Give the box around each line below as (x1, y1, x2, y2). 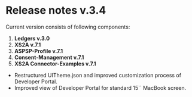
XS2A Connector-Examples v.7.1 (14, 60, 96, 67)
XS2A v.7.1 (14, 41, 41, 48)
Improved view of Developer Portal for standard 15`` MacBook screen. (14, 84, 187, 91)
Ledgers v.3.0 (14, 35, 50, 42)
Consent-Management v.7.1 (14, 54, 84, 61)
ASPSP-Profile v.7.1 (14, 47, 63, 54)
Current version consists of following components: (5, 23, 130, 30)
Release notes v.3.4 (5, 4, 106, 17)
